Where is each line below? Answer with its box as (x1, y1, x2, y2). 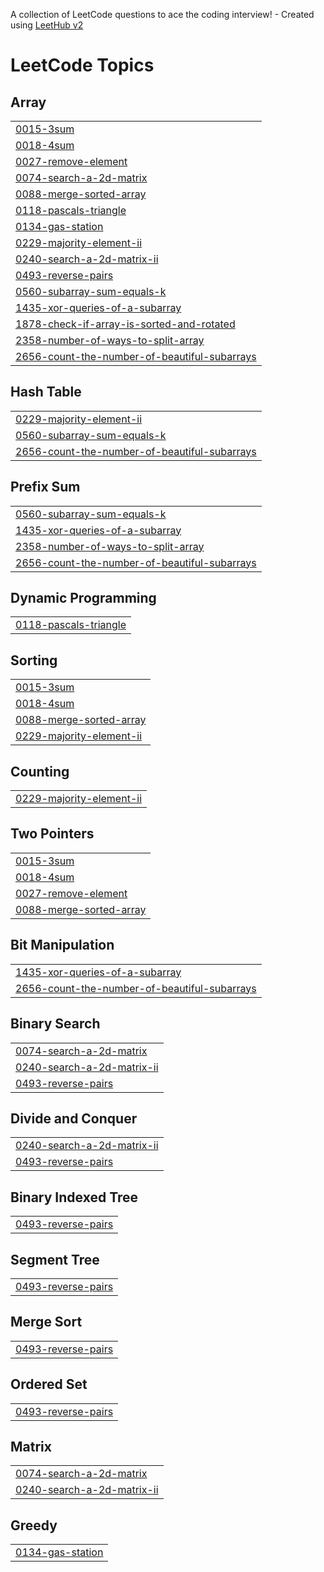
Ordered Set (10, 1376, 88, 1393)
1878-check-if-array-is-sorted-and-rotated (15, 317, 236, 331)
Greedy (10, 1517, 58, 1534)
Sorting (10, 652, 58, 669)
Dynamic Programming (10, 590, 157, 607)
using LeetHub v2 (10, 19, 84, 31)
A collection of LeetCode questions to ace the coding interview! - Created (10, 9, 315, 20)
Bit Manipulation (10, 937, 115, 954)
